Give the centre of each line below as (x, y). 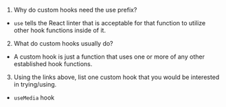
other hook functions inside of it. (60, 30)
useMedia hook (34, 97)
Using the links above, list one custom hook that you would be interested (116, 77)
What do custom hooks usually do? (63, 43)
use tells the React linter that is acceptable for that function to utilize (110, 23)
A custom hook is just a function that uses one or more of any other (109, 57)
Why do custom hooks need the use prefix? (75, 10)
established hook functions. (53, 64)
